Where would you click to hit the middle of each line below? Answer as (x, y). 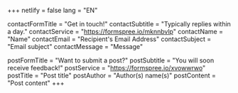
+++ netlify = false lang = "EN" (53, 10)
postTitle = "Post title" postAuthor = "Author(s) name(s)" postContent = (112, 75)
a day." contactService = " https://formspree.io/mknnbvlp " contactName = (115, 32)
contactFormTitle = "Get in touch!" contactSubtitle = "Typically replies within (119, 24)
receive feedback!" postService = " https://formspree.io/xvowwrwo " (107, 68)
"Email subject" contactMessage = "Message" (75, 46)
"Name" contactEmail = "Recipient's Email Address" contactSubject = (109, 39)
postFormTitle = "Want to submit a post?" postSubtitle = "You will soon (111, 60)
